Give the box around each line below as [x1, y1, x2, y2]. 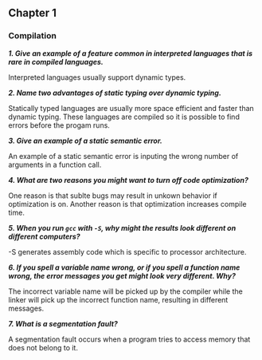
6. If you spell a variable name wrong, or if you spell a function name [8, 263, 240, 272]
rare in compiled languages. [8, 57, 104, 66]
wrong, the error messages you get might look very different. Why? [8, 271, 237, 280]
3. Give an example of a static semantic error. [8, 136, 163, 145]
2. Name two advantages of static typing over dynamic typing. [8, 88, 221, 97]
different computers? [8, 231, 81, 241]
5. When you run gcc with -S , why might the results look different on [8, 223, 237, 232]
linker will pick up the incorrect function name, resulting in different [8, 295, 229, 304]
